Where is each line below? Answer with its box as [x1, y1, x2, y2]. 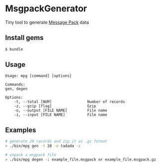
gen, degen [5, 86, 28, 91]
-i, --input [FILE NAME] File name [14, 112, 107, 118]
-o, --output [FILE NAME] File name [14, 108, 107, 113]
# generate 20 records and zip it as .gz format [5, 139, 107, 144]
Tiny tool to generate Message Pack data [5, 19, 89, 25]
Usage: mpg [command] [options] [5, 74, 72, 79]
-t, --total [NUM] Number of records [14, 99, 125, 104]
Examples [5, 125, 36, 134]
